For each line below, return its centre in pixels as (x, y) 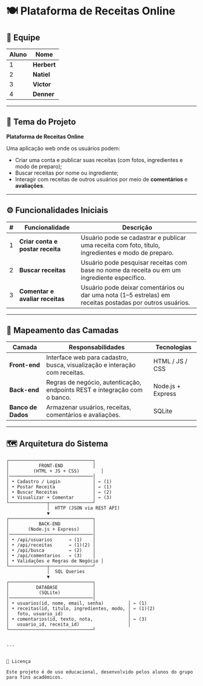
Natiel (41, 74)
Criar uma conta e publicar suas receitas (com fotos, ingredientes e (99, 160)
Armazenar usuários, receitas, (89, 407)
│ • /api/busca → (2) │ (51, 551)
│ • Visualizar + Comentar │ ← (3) (59, 498)
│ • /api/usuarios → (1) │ (51, 540)
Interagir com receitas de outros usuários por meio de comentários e (101, 179)
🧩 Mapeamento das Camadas (63, 330)
